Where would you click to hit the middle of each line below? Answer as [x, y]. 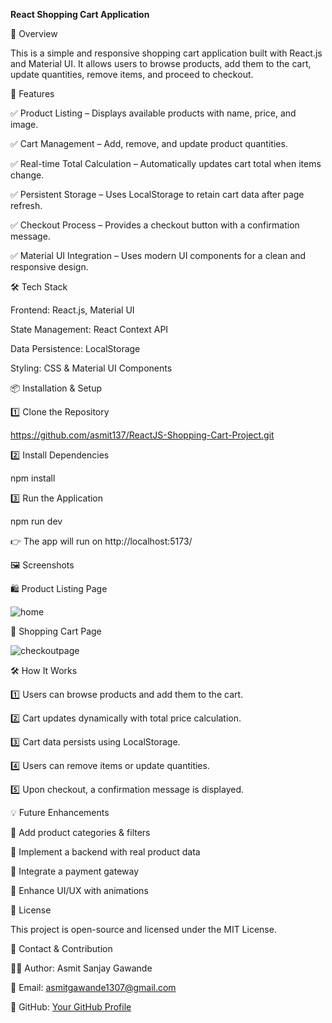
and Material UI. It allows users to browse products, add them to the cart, [161, 63]
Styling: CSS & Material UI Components [91, 368]
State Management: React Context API [89, 329]
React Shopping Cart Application [80, 14]
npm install [33, 478]
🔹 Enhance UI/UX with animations [79, 890]
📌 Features [32, 93]
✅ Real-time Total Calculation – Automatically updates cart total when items [166, 163]
